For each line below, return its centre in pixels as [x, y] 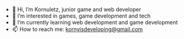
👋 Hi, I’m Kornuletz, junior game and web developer [76, 9]
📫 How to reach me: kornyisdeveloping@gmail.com [77, 29]
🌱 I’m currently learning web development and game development [95, 22]
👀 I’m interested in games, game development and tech [81, 16]
